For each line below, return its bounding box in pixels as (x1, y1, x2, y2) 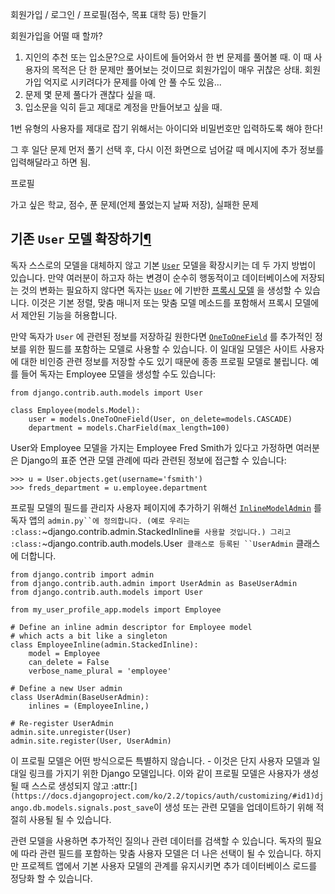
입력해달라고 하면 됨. (10, 156, 91, 168)
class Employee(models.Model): (10, 405, 141, 415)
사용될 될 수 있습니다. (28, 813, 112, 825)
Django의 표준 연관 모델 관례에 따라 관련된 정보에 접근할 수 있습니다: (20, 454, 287, 466)
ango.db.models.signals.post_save (10, 803, 155, 813)
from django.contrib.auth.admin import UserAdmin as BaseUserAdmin (10, 578, 298, 588)
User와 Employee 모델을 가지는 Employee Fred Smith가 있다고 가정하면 (10, 441, 294, 453)
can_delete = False (28, 657, 110, 667)
